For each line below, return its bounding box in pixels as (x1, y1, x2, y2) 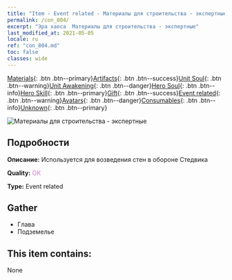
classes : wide (7, 55, 48, 62)
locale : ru (7, 36, 39, 43)
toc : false (7, 49, 39, 56)
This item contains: (7, 248, 92, 259)
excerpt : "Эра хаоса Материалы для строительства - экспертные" (7, 23, 199, 30)
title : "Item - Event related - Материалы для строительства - (7, 10, 193, 17)
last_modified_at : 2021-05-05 (7, 29, 95, 37)
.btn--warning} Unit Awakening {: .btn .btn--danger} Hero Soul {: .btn (7, 81, 197, 90)
